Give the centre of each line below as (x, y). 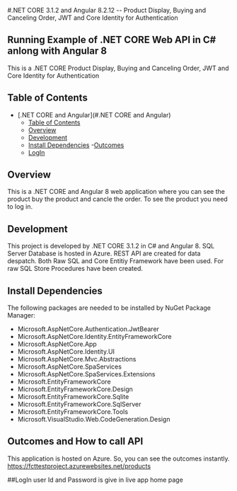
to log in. (20, 207)
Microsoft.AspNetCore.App (57, 344)
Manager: (21, 316)
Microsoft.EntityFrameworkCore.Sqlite (73, 397)
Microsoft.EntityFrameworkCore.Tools (73, 412)
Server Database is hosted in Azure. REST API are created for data (104, 253)
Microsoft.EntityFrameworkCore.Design (75, 389)
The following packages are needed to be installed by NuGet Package (109, 308)
